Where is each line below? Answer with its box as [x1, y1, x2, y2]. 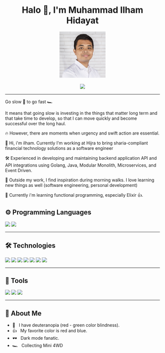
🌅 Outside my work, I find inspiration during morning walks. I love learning [5, 177, 155, 183]
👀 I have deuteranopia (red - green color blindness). [12, 322, 120, 328]
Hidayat [66, 15, 99, 26]
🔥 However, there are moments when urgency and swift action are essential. [5, 130, 160, 136]
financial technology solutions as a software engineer [5, 145, 113, 151]
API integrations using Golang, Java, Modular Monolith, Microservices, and [5, 162, 156, 168]
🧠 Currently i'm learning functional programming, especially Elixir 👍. [5, 192, 143, 198]
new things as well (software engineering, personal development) [5, 182, 137, 188]
